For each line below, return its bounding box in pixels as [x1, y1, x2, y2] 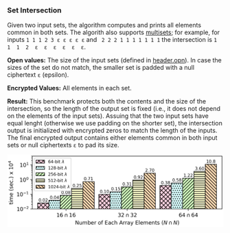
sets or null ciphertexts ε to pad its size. [7, 141, 119, 149]
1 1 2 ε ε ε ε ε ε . [7, 43, 87, 51]
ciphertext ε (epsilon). [7, 71, 69, 79]
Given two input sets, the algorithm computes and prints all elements [7, 21, 201, 29]
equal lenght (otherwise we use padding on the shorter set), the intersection [7, 119, 223, 127]
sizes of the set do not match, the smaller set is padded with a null [7, 64, 194, 72]
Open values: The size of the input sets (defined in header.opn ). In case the [7, 56, 222, 64]
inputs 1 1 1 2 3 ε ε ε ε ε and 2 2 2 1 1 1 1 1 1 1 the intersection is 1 [7, 36, 218, 44]
